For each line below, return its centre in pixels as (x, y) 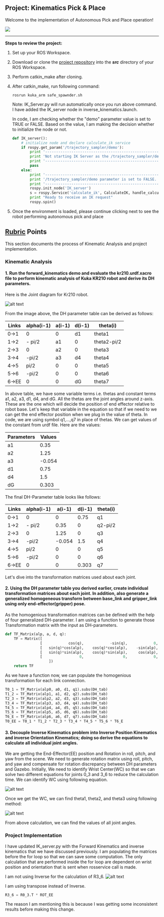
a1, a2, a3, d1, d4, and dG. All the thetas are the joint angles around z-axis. (80, 399)
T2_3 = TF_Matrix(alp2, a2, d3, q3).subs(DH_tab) (57, 699)
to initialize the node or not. (40, 129)
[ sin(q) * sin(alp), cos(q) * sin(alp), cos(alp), (99, 652)
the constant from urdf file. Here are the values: (53, 425)
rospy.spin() (43, 202)
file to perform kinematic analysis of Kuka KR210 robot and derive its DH (80, 278)
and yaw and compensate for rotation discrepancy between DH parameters (81, 764)
